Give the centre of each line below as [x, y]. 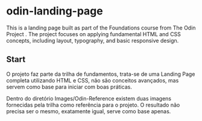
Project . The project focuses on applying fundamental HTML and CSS [93, 34]
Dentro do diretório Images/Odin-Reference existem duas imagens [89, 98]
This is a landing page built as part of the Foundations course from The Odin [101, 28]
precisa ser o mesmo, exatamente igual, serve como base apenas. [89, 111]
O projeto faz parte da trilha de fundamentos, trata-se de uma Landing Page [101, 74]
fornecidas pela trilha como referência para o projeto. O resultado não [93, 105]
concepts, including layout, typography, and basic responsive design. [93, 40]
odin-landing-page [55, 11]
